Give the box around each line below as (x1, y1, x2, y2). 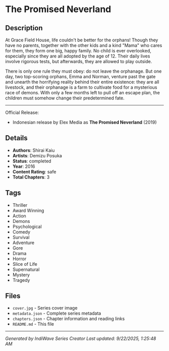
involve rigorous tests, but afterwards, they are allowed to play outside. (5, 58, 152, 64)
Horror (12, 256, 27, 262)
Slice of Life (12, 261, 38, 267)
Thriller (12, 202, 28, 208)
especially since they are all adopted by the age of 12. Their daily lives (5, 53, 150, 59)
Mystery (12, 271, 30, 278)
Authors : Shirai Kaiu (12, 147, 55, 153)
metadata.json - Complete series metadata (12, 310, 102, 316)
